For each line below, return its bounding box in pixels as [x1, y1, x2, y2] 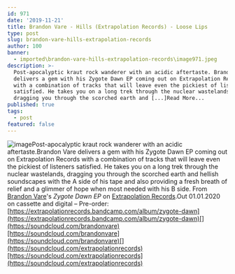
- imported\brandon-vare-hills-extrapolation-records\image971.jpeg [13, 56, 218, 63]
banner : [7, 50, 30, 57]
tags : [7, 108, 23, 115]
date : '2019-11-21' [7, 17, 64, 24]
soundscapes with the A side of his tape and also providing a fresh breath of [7, 177, 227, 185]
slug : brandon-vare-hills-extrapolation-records [7, 36, 152, 43]
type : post [7, 29, 39, 37]
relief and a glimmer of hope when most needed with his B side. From [7, 185, 208, 193]
